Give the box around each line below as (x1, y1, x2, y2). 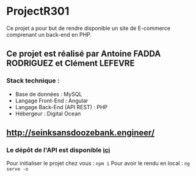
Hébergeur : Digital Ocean (15, 110, 81, 117)
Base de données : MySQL (15, 90, 82, 98)
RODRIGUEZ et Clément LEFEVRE (6, 58, 135, 68)
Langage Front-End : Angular (15, 96, 89, 104)
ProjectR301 (6, 4, 70, 18)
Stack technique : (6, 76, 60, 85)
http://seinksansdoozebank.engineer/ (6, 128, 155, 138)
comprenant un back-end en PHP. (6, 31, 92, 38)
